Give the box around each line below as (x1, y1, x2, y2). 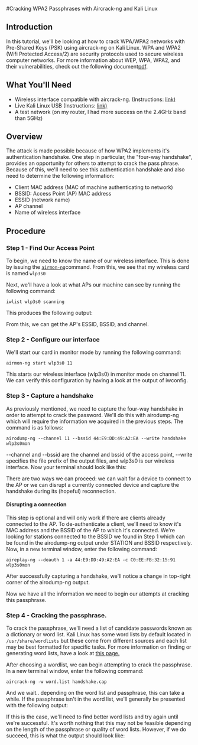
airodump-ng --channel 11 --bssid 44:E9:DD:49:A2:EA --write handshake (6, 435, 186, 441)
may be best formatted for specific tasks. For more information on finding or (6, 643, 191, 650)
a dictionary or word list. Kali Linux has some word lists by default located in (6, 631, 191, 638)
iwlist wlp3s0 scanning (6, 299, 65, 305)
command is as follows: (6, 424, 64, 431)
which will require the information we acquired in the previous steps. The (6, 418, 184, 425)
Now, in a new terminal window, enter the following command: (6, 545, 158, 552)
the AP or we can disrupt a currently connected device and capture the (6, 481, 179, 488)
